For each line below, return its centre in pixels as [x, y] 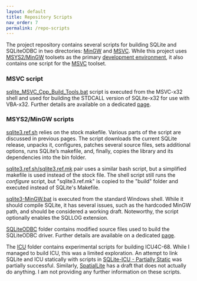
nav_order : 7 [22, 22]
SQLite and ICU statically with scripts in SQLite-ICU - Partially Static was [94, 259]
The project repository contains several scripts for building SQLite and [91, 45]
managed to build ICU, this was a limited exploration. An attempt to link [92, 253]
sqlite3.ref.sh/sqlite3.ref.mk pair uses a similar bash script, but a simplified [96, 168]
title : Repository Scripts [39, 17]
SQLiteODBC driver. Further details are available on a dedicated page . [91, 235]
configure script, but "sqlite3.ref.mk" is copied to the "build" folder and [92, 181]
